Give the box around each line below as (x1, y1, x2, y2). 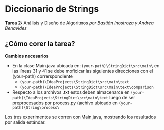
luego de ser (109, 94, 135, 100)
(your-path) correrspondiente (12, 73, 73, 79)
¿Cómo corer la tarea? (5, 40, 76, 48)
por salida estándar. (5, 119, 46, 125)
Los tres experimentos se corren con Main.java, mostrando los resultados (5, 114, 156, 120)
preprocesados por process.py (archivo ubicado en (12, 100, 118, 106)
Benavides (5, 25, 27, 31)
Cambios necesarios (5, 53, 49, 59)
